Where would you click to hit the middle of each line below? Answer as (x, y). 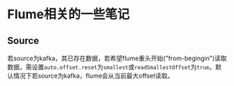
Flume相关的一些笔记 (68, 14)
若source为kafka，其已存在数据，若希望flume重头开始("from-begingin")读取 (117, 58)
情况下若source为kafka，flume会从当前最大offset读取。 (93, 76)
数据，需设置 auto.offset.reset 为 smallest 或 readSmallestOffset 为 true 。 (111, 67)
